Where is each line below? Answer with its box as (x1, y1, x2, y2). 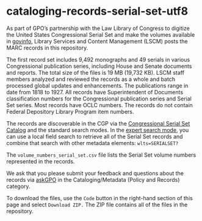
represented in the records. (6, 157, 75, 165)
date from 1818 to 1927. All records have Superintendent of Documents (6, 88, 184, 96)
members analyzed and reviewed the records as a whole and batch (6, 75, 176, 83)
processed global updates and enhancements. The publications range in (6, 81, 189, 89)
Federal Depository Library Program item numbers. (6, 108, 134, 115)
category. (6, 182, 31, 190)
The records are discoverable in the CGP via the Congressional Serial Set (6, 119, 190, 127)
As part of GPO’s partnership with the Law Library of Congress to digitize (6, 24, 190, 32)
